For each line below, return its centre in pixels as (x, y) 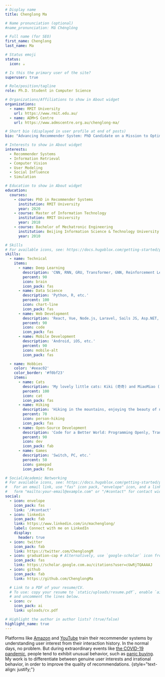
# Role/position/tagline (30, 86)
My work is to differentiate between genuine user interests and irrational (78, 659)
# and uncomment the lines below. (45, 597)
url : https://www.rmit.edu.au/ (46, 113)
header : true (31, 537)
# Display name (21, 10)
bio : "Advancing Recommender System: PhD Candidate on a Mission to (77, 136)
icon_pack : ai (28, 606)
